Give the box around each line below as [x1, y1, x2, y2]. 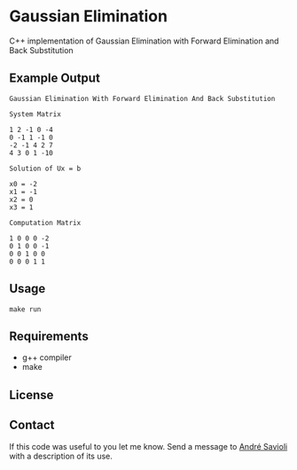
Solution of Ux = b [9, 164, 82, 173]
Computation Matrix [9, 218, 82, 227]
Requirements [9, 328, 89, 343]
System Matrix [9, 109, 62, 119]
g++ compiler [21, 352, 73, 363]
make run [9, 304, 42, 314]
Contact [9, 418, 55, 433]
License [9, 388, 54, 403]
